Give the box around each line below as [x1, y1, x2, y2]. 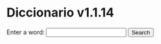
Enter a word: [6, 27, 45, 36]
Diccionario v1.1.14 [6, 5, 115, 21]
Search [131, 29, 151, 36]
